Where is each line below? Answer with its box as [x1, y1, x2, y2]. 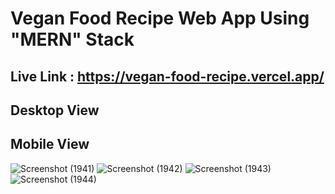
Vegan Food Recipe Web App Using [10, 7, 310, 30]
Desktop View [10, 102, 100, 119]
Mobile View [10, 136, 90, 153]
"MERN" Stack [10, 28, 135, 51]
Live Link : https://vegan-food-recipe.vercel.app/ [10, 68, 325, 85]
